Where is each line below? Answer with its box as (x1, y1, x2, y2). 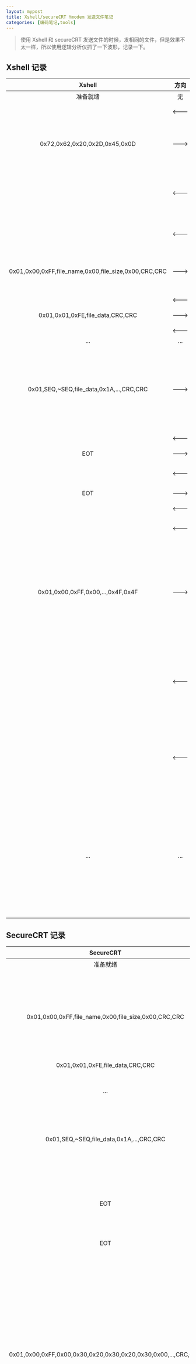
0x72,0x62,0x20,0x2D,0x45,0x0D (40, 140, 136, 148)
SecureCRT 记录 (6, 930, 66, 940)
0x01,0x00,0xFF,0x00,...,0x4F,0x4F (37, 588, 138, 596)
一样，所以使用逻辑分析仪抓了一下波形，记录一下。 (25, 43, 149, 50)
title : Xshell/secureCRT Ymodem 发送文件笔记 (6, 14, 114, 20)
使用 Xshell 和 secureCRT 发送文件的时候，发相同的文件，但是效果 (20, 36, 181, 43)
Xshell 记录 (6, 62, 47, 72)
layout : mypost (6, 8, 43, 15)
